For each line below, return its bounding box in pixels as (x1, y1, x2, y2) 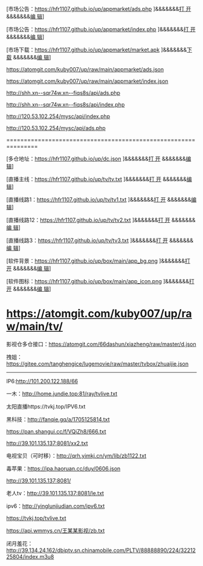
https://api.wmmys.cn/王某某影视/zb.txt (6, 527, 105, 534)
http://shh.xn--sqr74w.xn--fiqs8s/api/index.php (6, 101, 125, 108)
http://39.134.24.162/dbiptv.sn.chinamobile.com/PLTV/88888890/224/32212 (6, 547, 196, 554)
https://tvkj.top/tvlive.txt (6, 514, 66, 522)
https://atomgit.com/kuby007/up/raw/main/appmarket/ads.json (6, 66, 164, 73)
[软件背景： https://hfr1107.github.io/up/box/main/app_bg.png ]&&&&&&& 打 (6, 257, 190, 265)
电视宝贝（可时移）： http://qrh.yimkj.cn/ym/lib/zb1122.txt (6, 452, 147, 459)
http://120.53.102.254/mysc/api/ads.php (6, 125, 106, 131)
